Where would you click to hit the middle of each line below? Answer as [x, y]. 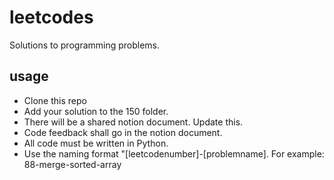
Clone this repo [55, 100]
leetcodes [51, 17]
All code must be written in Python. [96, 143]
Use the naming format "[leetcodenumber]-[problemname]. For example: [174, 153]
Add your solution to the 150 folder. [96, 111]
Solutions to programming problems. [85, 45]
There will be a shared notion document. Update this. [133, 122]
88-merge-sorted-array [72, 164]
